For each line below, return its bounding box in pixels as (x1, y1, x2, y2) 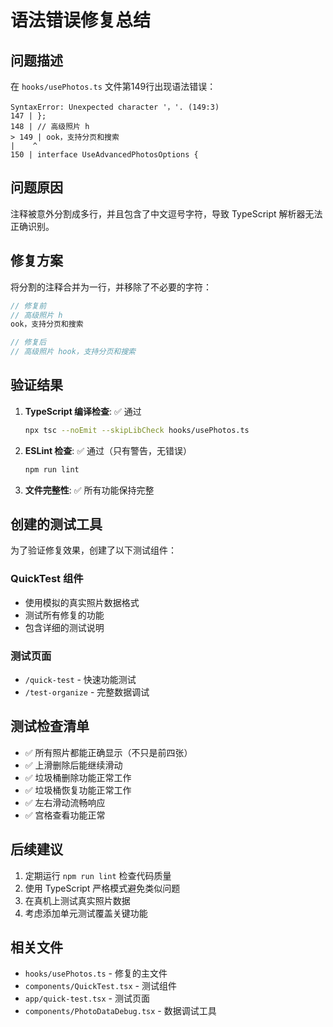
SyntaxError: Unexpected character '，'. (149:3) (10, 102, 220, 112)
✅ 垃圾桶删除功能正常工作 (24, 771, 132, 783)
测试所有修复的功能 (24, 609, 105, 621)
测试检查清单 (10, 718, 90, 735)
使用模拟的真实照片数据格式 (24, 596, 140, 608)
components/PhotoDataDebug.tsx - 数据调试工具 (24, 1005, 217, 1017)
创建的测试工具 (10, 516, 103, 533)
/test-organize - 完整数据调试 (24, 686, 150, 698)
